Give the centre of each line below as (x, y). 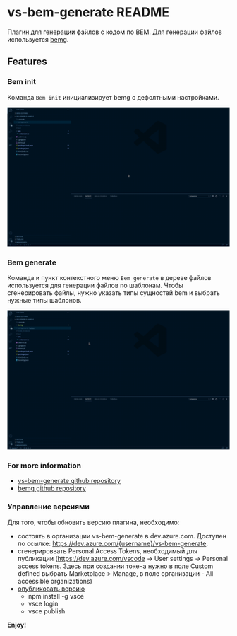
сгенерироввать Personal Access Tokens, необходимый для (108, 551)
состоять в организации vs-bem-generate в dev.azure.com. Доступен (122, 536)
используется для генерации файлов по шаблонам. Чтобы (95, 285)
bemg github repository (52, 488)
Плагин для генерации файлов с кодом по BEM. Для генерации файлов (115, 32)
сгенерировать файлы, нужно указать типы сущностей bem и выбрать (114, 293)
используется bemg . (38, 39)
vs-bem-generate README (89, 12)
